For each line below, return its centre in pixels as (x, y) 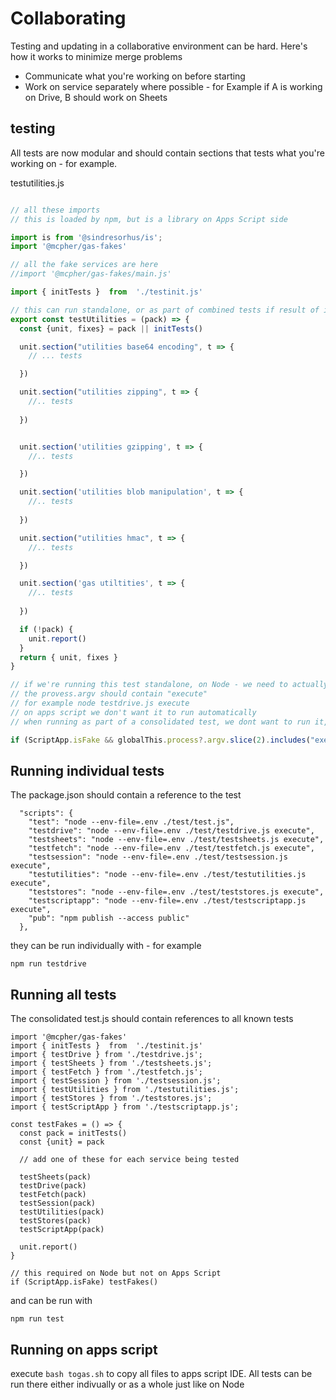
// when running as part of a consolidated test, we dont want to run (160, 722)
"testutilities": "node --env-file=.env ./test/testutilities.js (167, 875)
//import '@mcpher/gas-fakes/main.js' (91, 274)
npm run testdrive (48, 964)
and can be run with (51, 1301)
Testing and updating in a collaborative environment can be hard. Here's (159, 46)
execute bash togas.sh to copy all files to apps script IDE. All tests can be (161, 1373)
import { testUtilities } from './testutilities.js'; (125, 1090)
